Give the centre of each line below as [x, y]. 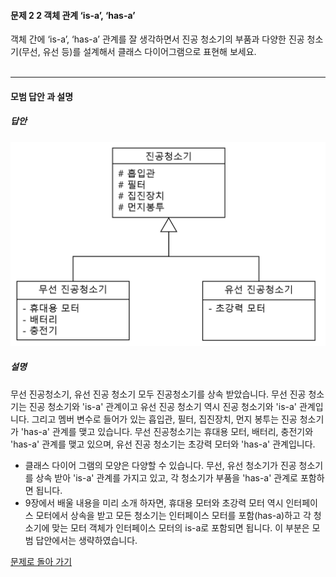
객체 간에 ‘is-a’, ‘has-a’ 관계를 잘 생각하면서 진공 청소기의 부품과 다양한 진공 [157, 39]
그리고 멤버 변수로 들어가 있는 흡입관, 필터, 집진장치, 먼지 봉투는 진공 [164, 419]
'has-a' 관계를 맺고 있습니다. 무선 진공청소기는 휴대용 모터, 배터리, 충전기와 [167, 431]
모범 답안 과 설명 [42, 96]
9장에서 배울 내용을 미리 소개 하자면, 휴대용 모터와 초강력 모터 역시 [154, 502]
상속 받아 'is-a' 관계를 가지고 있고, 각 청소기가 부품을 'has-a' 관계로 [166, 477]
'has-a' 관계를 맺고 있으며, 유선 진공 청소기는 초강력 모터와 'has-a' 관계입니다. [163, 444]
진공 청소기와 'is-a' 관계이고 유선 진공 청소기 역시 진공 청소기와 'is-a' [163, 406]
